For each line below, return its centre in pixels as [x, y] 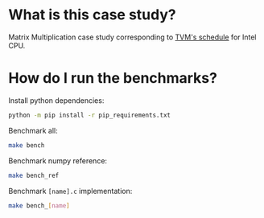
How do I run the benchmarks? [113, 78]
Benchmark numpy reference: [58, 160]
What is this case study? [93, 15]
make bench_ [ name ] [39, 206]
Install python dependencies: [56, 100]
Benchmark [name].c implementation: [70, 191]
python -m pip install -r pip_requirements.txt [90, 115]
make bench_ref [34, 175]
